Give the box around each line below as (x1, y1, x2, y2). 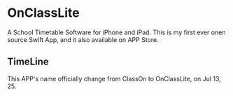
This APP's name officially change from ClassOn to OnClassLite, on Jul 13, (7, 74, 222, 83)
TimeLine (7, 56, 49, 68)
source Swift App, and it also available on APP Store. (7, 35, 159, 43)
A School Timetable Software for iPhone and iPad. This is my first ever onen (7, 28, 226, 36)
